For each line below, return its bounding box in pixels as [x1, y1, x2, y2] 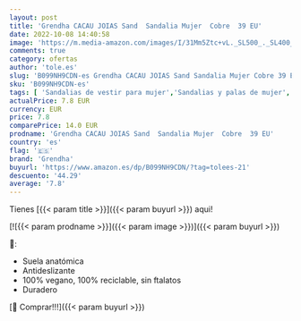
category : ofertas [9, 55, 78, 63]
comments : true [9, 46, 66, 55]
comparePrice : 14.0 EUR [9, 122, 99, 131]
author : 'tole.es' [9, 63, 78, 72]
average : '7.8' [9, 180, 66, 189]
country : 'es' [9, 138, 63, 147]
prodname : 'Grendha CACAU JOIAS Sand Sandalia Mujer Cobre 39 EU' [9, 130, 275, 139]
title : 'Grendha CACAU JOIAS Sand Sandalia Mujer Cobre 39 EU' [9, 21, 262, 30]
